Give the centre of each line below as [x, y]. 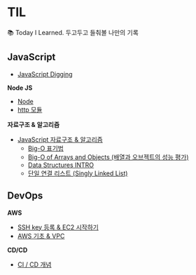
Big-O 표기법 [46, 148]
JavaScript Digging [45, 74]
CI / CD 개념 [34, 264]
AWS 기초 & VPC [41, 236]
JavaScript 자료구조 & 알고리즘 [60, 139]
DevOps [25, 196]
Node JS [20, 88]
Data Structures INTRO [61, 165]
